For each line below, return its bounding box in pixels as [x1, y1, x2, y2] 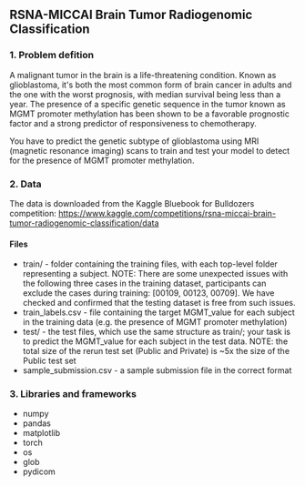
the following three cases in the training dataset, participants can [22, 278, 267, 289]
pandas [22, 418, 52, 429]
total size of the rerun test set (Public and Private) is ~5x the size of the [22, 346, 290, 357]
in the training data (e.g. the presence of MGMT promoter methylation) [22, 317, 288, 328]
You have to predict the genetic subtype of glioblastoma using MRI [9, 136, 259, 147]
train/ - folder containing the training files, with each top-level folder [22, 258, 278, 269]
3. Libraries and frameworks [9, 388, 137, 400]
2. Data [9, 177, 43, 190]
